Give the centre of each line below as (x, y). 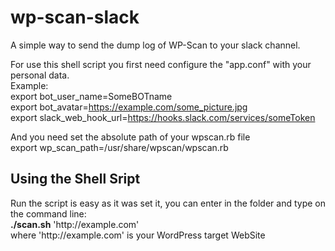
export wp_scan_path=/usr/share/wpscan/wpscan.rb (119, 147)
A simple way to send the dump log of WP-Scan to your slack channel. (155, 45)
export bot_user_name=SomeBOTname (91, 96)
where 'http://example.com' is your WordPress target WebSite (138, 235)
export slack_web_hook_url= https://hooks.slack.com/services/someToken (163, 117)
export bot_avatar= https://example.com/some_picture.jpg (129, 107)
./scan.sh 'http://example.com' (75, 224)
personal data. (40, 75)
